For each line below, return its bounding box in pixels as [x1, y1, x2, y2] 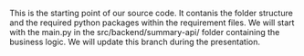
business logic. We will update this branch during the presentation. [9, 36, 261, 47]
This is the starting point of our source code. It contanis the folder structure [9, 8, 294, 18]
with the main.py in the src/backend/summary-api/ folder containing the [9, 27, 280, 37]
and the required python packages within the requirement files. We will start [9, 17, 295, 28]
